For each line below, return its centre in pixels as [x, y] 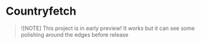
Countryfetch [41, 11]
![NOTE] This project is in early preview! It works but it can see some [108, 28]
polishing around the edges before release [74, 34]
